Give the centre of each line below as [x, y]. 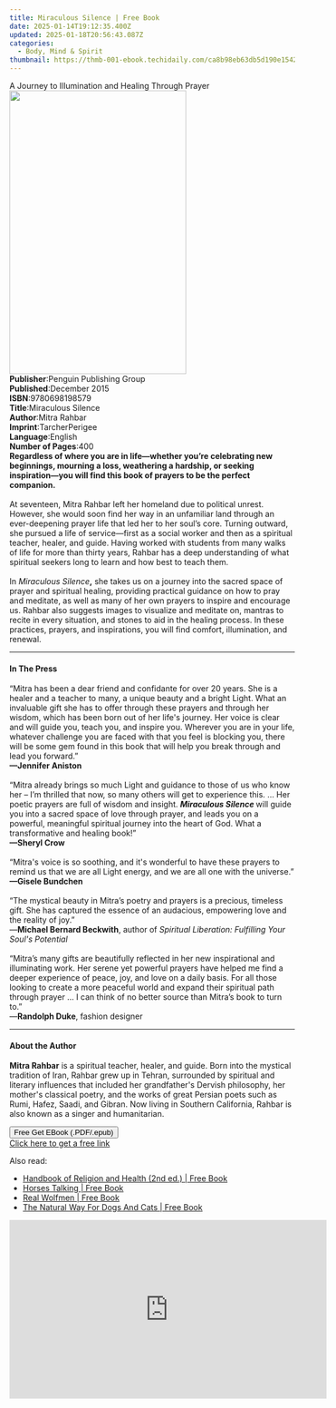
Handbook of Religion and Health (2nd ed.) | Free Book [125, 1178]
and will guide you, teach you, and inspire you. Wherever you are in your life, [152, 728]
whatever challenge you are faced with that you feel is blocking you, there [147, 737]
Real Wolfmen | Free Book [71, 1198]
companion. [33, 485]
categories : [32, 43]
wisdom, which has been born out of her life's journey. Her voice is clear [145, 718]
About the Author [43, 1045]
